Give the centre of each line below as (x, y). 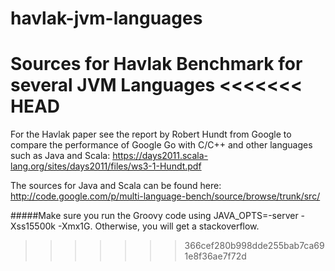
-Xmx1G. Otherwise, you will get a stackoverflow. (158, 226)
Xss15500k (33, 226)
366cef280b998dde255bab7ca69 (254, 246)
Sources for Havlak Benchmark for (156, 64)
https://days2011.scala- (160, 156)
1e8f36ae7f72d (215, 256)
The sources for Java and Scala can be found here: (116, 186)
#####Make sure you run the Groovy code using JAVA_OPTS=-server (154, 216)
